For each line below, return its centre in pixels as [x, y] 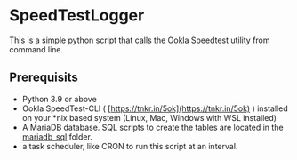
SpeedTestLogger [77, 16]
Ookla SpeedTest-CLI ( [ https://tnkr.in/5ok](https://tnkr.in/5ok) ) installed [155, 108]
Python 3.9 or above [60, 99]
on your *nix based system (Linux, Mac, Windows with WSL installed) [149, 117]
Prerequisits [44, 78]
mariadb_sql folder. [57, 136]
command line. [36, 49]
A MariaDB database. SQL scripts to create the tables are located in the [153, 127]
